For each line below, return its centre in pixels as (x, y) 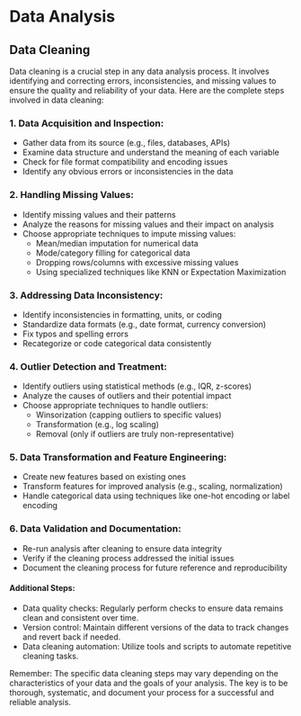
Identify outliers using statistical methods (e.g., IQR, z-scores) (137, 386)
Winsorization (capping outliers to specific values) (128, 415)
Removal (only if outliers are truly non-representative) (135, 434)
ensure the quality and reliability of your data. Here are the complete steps (147, 90)
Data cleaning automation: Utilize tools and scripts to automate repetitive (157, 646)
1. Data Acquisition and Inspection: (87, 123)
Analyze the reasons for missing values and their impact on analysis (148, 224)
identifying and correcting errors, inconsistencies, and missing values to (143, 81)
